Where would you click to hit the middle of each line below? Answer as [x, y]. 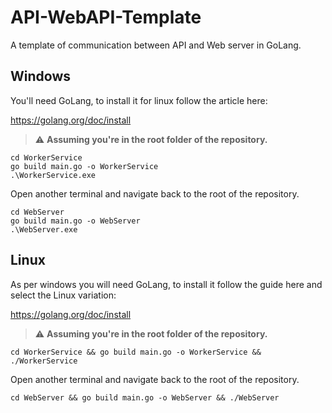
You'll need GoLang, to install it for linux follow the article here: [139, 100]
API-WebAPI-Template [106, 17]
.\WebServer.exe [44, 229]
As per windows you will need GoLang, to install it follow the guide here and [166, 284]
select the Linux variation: [63, 295]
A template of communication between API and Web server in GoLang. [156, 45]
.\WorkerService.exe [53, 175]
